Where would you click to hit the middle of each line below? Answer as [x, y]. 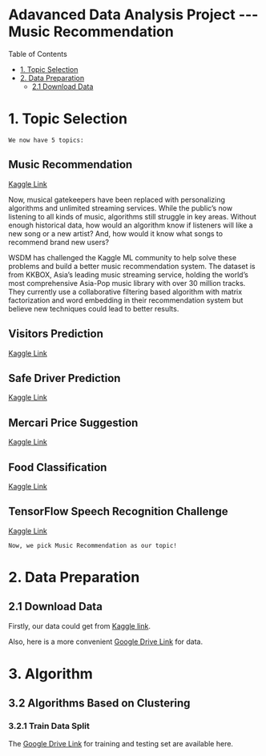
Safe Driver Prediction [64, 378]
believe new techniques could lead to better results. [94, 308]
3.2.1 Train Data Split [49, 726]
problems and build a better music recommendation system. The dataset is [132, 266]
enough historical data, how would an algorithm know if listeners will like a [131, 225]
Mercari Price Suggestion [73, 422]
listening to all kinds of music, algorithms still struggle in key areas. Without [132, 216]
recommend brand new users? [59, 242]
